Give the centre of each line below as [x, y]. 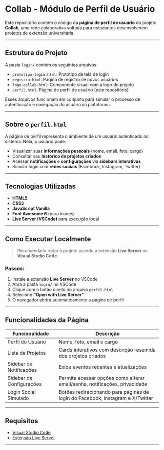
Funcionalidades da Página [47, 320]
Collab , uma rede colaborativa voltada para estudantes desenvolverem [76, 27]
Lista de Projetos [27, 353]
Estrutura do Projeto [36, 53]
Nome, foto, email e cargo [88, 342]
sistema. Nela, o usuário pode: [36, 141]
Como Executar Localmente [48, 239]
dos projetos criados [82, 356]
